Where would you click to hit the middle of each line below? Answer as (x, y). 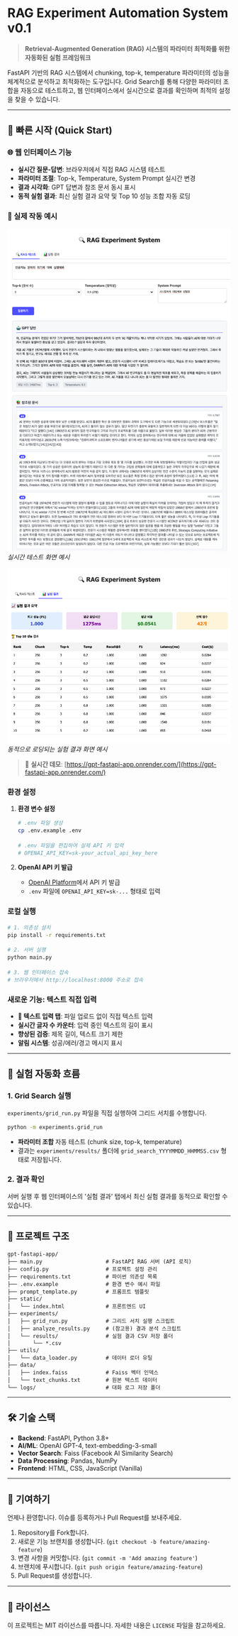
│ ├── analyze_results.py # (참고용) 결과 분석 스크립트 (95, 1329)
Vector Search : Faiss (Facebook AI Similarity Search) (95, 1454)
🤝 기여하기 (29, 1499)
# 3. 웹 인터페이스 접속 (38, 972)
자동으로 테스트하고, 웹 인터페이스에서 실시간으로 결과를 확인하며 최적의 (119, 90)
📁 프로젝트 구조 (38, 1236)
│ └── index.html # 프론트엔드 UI (77, 1306)
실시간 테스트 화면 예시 (39, 557)
